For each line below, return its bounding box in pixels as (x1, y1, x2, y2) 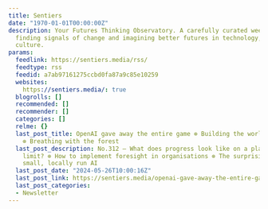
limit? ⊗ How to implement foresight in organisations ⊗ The (22, 152, 230, 160)
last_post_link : (15, 174, 69, 183)
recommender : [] (15, 108, 69, 116)
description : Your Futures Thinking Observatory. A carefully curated (8, 26, 248, 34)
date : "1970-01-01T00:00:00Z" (8, 19, 109, 27)
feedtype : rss (15, 64, 62, 72)
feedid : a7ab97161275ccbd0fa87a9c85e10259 (15, 71, 159, 79)
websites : (15, 78, 48, 86)
